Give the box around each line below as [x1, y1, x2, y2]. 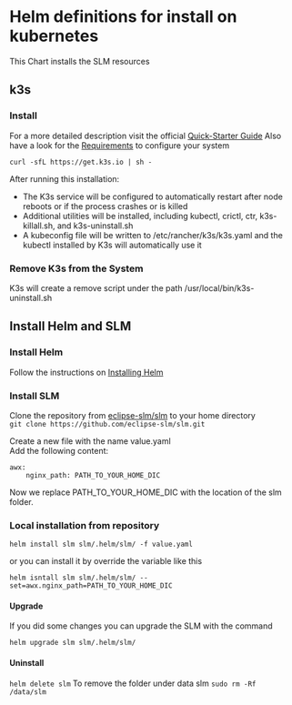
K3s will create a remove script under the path [9, 282, 183, 293]
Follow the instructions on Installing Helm [9, 367, 164, 378]
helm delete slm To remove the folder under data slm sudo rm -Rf [9, 678, 257, 689]
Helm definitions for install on [9, 6, 237, 27]
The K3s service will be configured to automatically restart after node [22, 191, 284, 202]
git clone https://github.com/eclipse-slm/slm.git [9, 419, 206, 428]
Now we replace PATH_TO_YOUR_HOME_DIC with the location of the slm [9, 487, 282, 498]
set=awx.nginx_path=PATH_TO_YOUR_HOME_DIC [9, 581, 173, 590]
